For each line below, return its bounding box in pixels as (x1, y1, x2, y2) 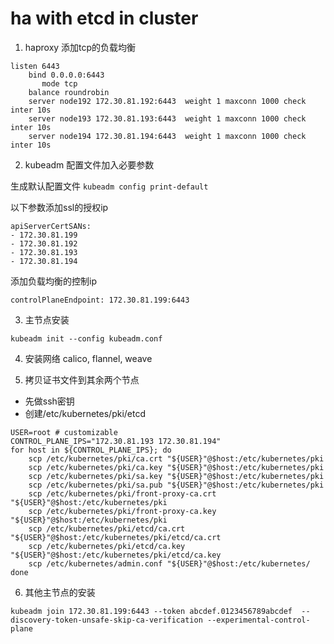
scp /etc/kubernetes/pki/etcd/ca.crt (28, 523, 186, 534)
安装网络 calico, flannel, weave (24, 352, 153, 364)
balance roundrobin (28, 87, 110, 97)
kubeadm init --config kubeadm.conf (10, 333, 163, 344)
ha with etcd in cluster (10, 7, 199, 30)
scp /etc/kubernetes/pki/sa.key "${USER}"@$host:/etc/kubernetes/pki (28, 471, 325, 481)
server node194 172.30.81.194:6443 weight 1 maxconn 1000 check (28, 131, 307, 141)
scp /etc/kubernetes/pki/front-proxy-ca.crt (28, 488, 217, 499)
